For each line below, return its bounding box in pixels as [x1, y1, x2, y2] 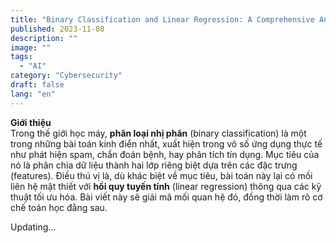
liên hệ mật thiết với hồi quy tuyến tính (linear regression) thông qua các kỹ [10, 180, 322, 192]
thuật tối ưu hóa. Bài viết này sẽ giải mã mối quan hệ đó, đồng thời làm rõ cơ [10, 191, 323, 203]
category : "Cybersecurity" [10, 71, 123, 81]
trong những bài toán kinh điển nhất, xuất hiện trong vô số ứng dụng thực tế [10, 137, 323, 150]
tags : [10, 52, 33, 62]
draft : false [10, 80, 65, 90]
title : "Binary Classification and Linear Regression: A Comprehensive [10, 14, 315, 25]
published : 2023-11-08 [10, 24, 105, 34]
